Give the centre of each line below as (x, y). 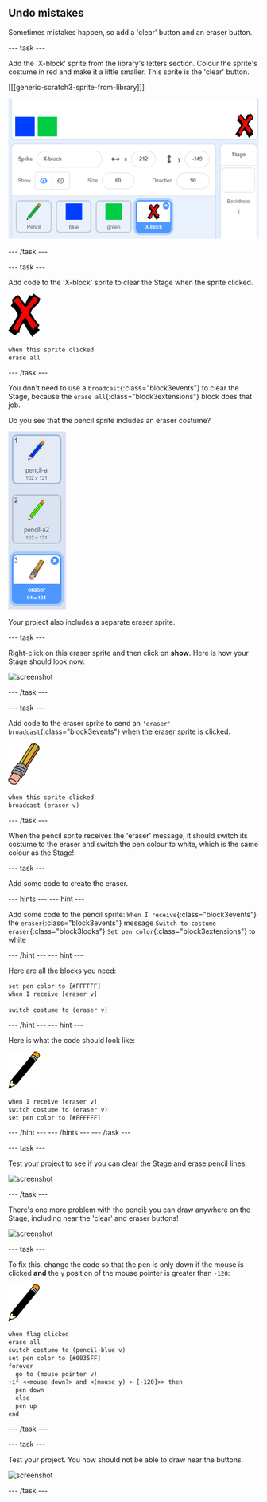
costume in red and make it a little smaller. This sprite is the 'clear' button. (129, 72)
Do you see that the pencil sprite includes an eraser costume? (110, 420)
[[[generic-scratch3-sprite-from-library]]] (77, 87)
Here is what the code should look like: (72, 1040)
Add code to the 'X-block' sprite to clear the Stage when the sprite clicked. (131, 282)
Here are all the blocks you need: (62, 971)
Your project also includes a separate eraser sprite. (92, 622)
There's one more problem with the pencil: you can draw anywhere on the (130, 1210)
